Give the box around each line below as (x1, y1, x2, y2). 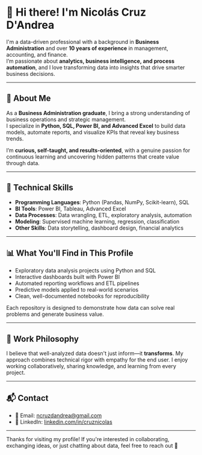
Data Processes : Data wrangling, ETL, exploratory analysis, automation (14, 211, 192, 219)
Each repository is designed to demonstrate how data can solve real (6, 304, 175, 312)
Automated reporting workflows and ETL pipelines (14, 280, 139, 287)
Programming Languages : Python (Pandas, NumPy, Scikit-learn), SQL (14, 198, 189, 206)
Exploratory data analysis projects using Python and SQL (14, 267, 156, 274)
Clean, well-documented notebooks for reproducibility (14, 292, 150, 300)
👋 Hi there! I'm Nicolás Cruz (6, 5, 146, 19)
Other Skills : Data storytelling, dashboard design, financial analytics (14, 224, 184, 231)
